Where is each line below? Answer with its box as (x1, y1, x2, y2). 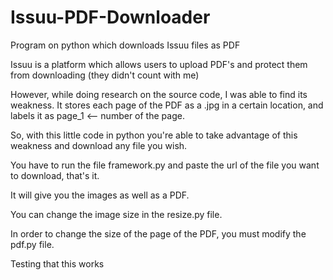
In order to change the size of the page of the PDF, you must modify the (10, 227, 307, 240)
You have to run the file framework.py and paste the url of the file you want (10, 159, 320, 171)
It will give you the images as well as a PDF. (10, 189, 190, 201)
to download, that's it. (10, 169, 100, 181)
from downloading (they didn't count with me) (10, 69, 200, 81)
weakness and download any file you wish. (10, 139, 188, 151)
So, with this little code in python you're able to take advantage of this (10, 129, 298, 141)
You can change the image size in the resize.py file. (10, 208, 223, 220)
